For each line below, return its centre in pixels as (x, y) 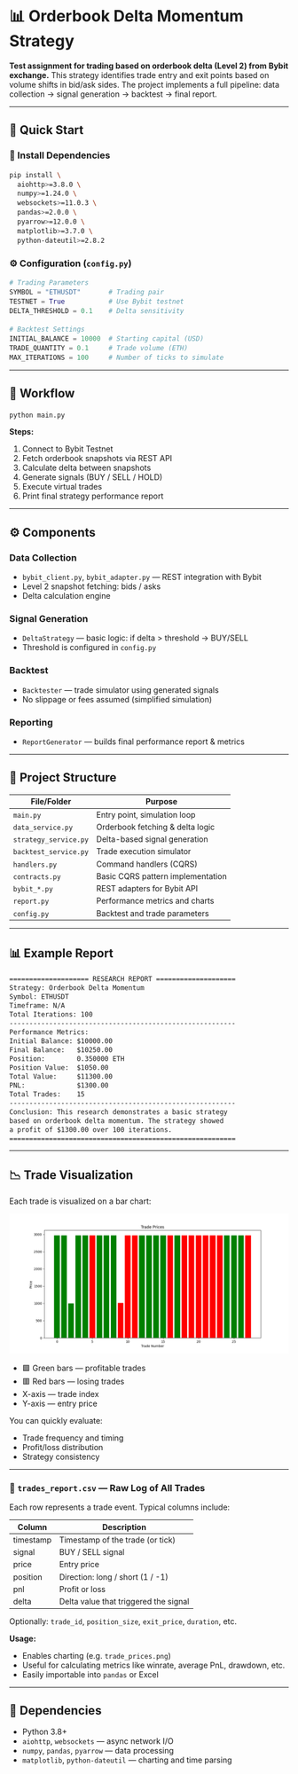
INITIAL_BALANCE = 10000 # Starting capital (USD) (106, 339)
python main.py (37, 415)
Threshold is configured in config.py (89, 648)
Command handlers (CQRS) (147, 864)
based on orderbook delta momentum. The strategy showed (117, 1121)
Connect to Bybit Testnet (67, 449)
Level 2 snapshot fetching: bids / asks (91, 586)
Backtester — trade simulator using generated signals (120, 690)
